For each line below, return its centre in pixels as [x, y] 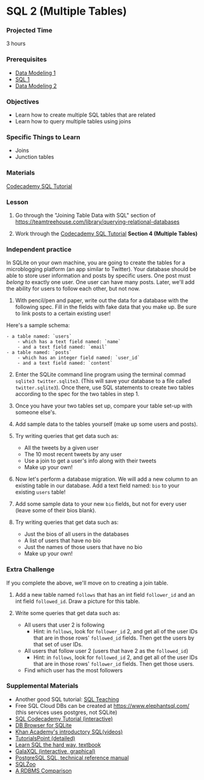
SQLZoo [25, 764]
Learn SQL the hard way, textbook [58, 745]
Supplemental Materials [43, 686]
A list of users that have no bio [62, 541]
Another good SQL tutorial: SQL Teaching [67, 699]
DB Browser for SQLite [43, 725]
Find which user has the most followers [73, 670]
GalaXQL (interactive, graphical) [55, 751]
